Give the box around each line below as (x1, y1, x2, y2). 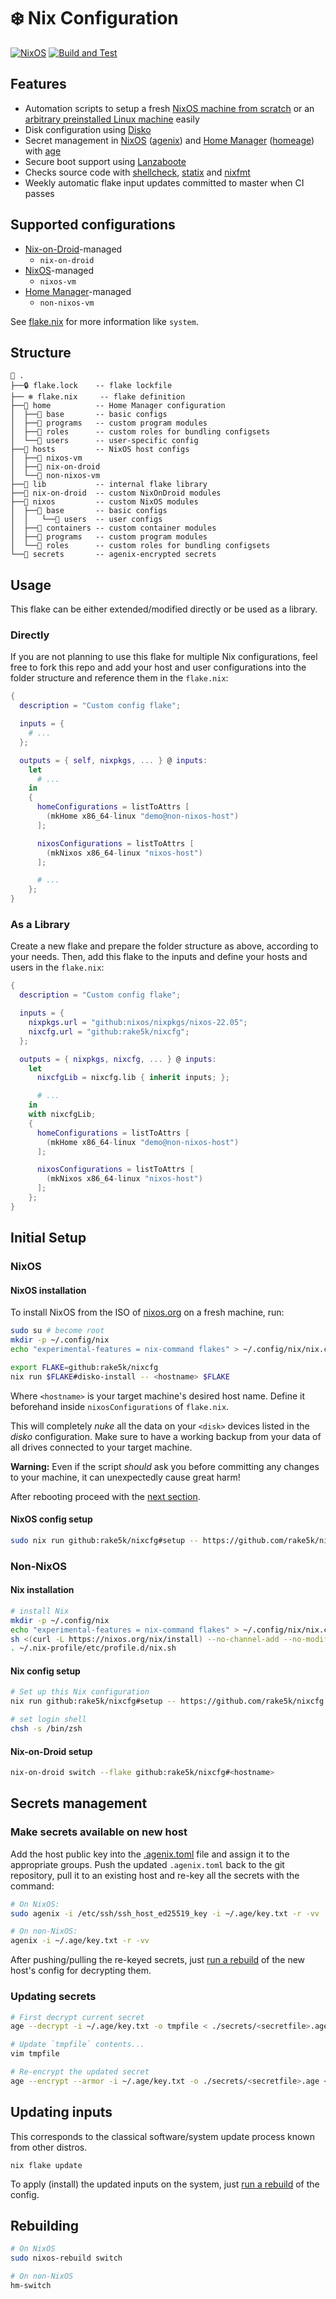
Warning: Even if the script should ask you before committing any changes (10, 1460, 320, 1472)
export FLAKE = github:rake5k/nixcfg (10, 1362, 159, 1372)
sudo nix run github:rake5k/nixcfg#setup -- (10, 1535, 199, 1545)
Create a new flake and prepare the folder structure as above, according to (10, 940, 319, 952)
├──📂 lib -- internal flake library (10, 480, 208, 490)
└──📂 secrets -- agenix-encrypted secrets (10, 550, 217, 560)
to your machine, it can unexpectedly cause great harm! (10, 1471, 241, 1483)
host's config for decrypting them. (10, 1965, 152, 1977)
